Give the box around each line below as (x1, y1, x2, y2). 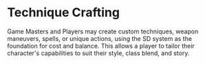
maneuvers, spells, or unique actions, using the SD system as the (7, 34, 193, 42)
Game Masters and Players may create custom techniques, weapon (7, 27, 199, 35)
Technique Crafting (7, 5, 120, 20)
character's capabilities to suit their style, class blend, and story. (7, 49, 190, 57)
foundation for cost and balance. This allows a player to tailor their (7, 42, 195, 50)
